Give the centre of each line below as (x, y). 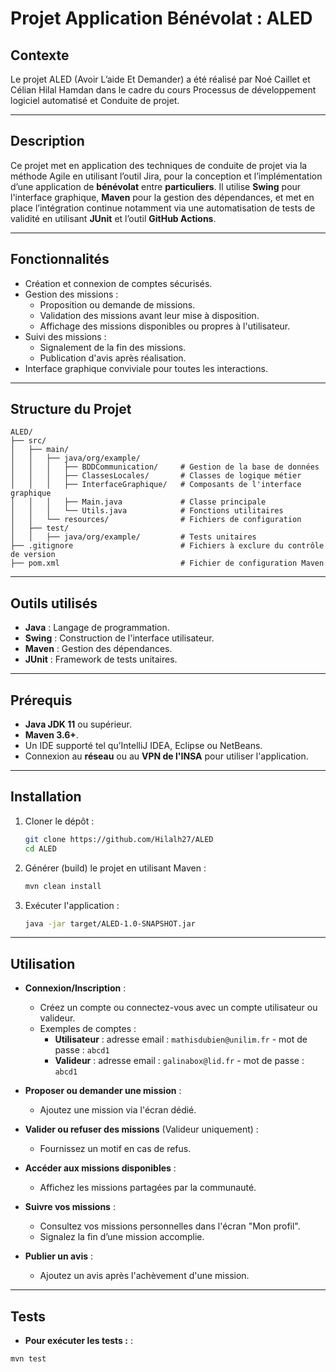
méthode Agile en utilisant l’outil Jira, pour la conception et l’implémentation (166, 176)
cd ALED (40, 848)
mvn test (28, 1359)
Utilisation (43, 963)
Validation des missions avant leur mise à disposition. (149, 315)
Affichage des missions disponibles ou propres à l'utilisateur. (165, 326)
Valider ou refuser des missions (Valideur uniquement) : (141, 1129)
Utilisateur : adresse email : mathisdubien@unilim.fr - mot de (181, 1039)
